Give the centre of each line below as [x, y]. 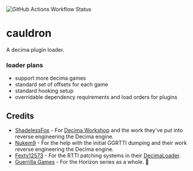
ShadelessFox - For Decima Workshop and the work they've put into [99, 130]
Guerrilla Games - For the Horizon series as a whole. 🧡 [82, 162]
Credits [20, 116]
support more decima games [50, 78]
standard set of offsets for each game [62, 85]
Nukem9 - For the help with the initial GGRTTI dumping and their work [101, 143]
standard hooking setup [44, 91]
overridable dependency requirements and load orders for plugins [96, 97]
